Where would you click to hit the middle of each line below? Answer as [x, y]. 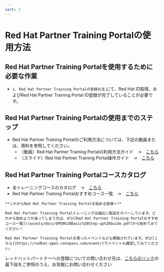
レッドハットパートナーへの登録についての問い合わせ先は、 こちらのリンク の [82, 258]
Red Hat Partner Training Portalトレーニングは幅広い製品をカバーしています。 [79, 213]
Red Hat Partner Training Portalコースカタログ [76, 175]
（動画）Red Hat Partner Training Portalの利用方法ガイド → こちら [89, 152]
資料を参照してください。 [46, 146]
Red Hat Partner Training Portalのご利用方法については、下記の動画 [80, 140]
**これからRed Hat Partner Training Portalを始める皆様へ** [63, 204]
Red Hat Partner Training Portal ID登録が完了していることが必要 [85, 95]
